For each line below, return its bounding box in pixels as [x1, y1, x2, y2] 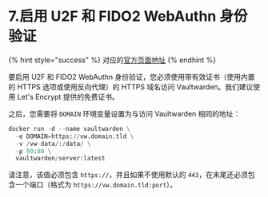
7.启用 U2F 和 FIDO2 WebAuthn [8, 7, 217, 26]
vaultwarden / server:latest [15, 155, 106, 163]
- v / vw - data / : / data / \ [15, 140, 91, 148]
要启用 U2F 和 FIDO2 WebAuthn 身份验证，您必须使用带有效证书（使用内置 [8, 72, 255, 81]
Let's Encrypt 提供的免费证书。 [17, 92, 120, 101]
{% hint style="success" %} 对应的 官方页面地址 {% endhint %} [8, 55, 217, 65]
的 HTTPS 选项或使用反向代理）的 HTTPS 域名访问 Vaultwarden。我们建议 [8, 81, 254, 92]
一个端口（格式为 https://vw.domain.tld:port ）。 [14, 180, 178, 190]
